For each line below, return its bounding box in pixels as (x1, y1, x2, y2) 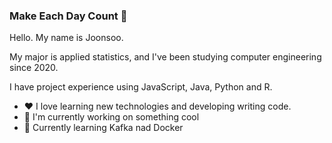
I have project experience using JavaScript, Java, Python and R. (9, 81, 273, 93)
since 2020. (9, 62, 59, 74)
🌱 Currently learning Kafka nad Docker (23, 122, 184, 134)
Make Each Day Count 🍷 (9, 9, 128, 23)
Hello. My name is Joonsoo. (9, 32, 124, 44)
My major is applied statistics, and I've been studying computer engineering (9, 51, 322, 63)
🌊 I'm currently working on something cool (23, 111, 200, 123)
